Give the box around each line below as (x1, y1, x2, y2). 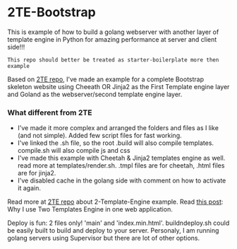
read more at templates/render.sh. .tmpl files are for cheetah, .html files (17, 161, 225, 170)
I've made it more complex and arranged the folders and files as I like (17, 124, 219, 132)
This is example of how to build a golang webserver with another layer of (7, 28, 219, 36)
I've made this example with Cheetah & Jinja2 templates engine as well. (17, 154, 226, 163)
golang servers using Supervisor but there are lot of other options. (7, 234, 200, 243)
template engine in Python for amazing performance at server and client (7, 35, 217, 43)
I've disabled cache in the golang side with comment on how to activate (17, 176, 226, 185)
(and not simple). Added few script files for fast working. (17, 132, 182, 140)
